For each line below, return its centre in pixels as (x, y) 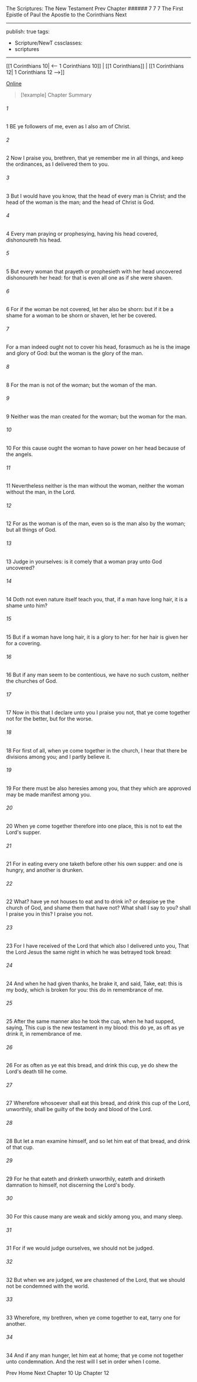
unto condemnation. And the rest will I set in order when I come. (84, 1361)
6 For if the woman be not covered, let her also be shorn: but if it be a (90, 309)
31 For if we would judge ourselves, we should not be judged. (80, 1248)
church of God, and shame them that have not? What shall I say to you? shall (98, 908)
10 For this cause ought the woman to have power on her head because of (96, 448)
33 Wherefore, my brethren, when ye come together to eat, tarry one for (93, 1318)
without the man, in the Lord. (41, 492)
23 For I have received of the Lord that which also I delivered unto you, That (98, 945)
